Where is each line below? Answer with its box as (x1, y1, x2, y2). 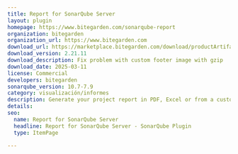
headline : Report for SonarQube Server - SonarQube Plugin (13, 122, 192, 130)
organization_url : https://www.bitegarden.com (7, 37, 147, 44)
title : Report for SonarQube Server (7, 10, 115, 18)
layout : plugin (7, 17, 52, 24)
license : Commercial (7, 70, 69, 77)
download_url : (7, 43, 50, 50)
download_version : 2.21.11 (7, 50, 87, 57)
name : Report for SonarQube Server (13, 116, 119, 123)
